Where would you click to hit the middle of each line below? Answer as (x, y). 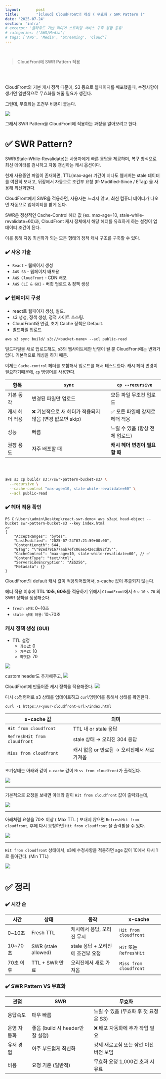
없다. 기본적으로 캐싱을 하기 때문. (37, 355)
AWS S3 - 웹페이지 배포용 (36, 272)
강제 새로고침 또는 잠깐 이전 (124, 1045)
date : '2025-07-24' (25, 19)
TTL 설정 (21, 640)
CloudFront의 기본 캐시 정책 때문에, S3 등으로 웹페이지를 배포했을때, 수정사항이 (82, 87)
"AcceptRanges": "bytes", (41, 537)
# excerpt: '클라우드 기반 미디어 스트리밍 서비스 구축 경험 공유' (64, 28)
